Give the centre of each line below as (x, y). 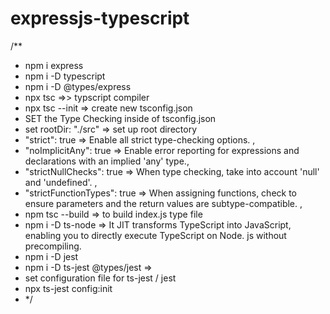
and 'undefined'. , (61, 182)
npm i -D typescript (65, 76)
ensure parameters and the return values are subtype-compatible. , (163, 203)
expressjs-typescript (100, 18)
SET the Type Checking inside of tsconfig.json (120, 118)
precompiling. (53, 246)
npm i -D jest (51, 256)
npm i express (54, 65)
